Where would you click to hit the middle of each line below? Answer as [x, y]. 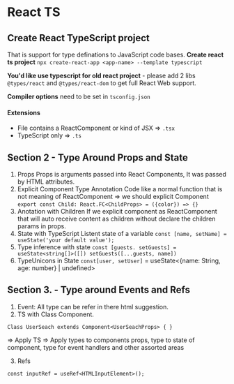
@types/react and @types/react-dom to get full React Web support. [102, 83]
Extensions [24, 112]
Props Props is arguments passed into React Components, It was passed [122, 175]
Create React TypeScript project [78, 38]
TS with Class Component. [55, 314]
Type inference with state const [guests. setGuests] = [97, 247]
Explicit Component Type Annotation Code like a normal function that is [120, 189]
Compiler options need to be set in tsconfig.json [79, 96]
